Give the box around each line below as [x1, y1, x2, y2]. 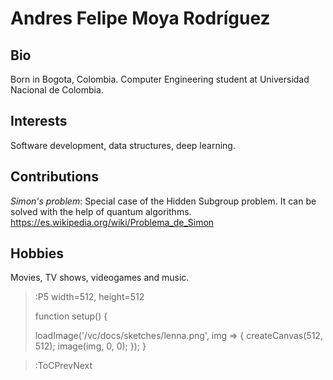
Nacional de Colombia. [10, 84, 104, 96]
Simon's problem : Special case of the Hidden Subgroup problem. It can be [10, 195, 317, 207]
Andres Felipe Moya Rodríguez [10, 7, 271, 30]
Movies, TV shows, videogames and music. [10, 272, 190, 284]
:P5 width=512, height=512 [34, 291, 145, 303]
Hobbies [10, 245, 65, 262]
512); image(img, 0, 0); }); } [34, 340, 147, 352]
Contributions [10, 168, 99, 186]
